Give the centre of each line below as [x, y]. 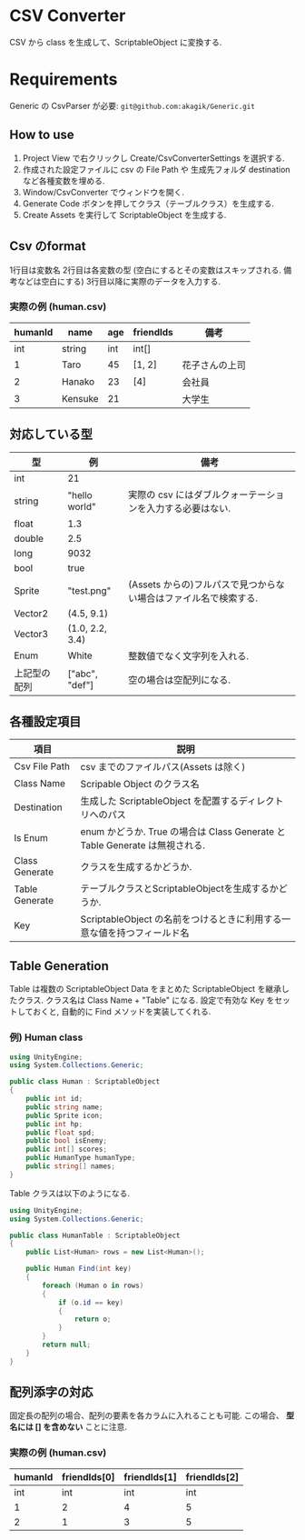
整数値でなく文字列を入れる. [189, 655]
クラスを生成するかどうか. [136, 867]
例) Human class [46, 1037]
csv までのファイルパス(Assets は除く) [163, 767]
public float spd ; [60, 1133]
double [29, 538]
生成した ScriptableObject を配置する [159, 801]
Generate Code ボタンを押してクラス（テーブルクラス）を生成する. [148, 203]
